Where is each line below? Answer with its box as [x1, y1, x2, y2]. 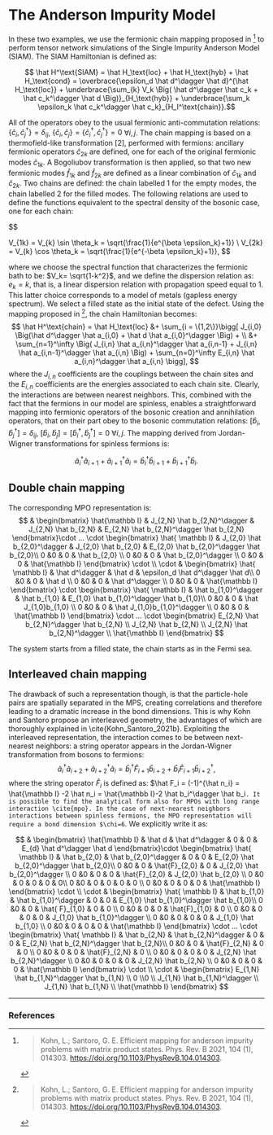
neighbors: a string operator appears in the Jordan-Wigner [35, 741, 232, 751]
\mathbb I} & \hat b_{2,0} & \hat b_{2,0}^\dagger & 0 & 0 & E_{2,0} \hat [19, 852, 254, 861]
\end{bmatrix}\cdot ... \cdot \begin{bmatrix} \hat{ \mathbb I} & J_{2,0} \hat [11, 532, 262, 542]
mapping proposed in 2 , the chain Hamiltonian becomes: [8, 308, 197, 318]
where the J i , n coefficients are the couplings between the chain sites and [8, 369, 253, 380]
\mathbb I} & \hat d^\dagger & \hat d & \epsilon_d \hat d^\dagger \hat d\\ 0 [12, 567, 261, 577]
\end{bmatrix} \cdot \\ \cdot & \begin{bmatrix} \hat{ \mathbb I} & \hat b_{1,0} [8, 886, 265, 896]
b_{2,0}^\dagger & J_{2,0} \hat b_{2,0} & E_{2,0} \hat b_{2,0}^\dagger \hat [12, 541, 261, 551]
